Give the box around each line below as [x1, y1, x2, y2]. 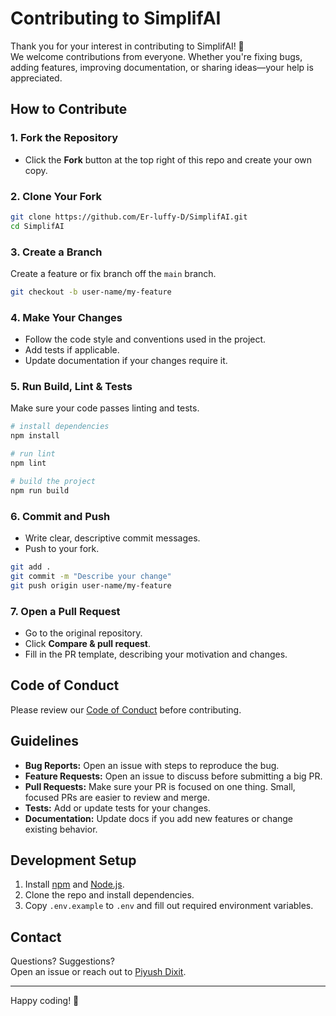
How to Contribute [10, 101, 128, 118]
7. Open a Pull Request [10, 604, 121, 618]
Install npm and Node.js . [24, 878, 125, 891]
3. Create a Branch [10, 245, 103, 259]
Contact [10, 928, 62, 946]
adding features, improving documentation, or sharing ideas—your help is [10, 61, 314, 73]
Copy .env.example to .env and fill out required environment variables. [24, 900, 314, 912]
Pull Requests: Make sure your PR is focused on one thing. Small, [24, 780, 296, 792]
